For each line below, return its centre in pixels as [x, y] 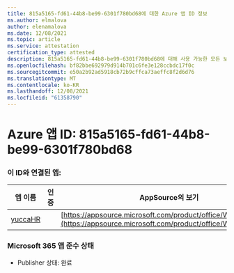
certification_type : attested [51, 53]
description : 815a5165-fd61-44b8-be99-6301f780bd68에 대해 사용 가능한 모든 [114, 59]
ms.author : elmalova [37, 20]
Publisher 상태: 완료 [45, 263]
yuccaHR [26, 219]
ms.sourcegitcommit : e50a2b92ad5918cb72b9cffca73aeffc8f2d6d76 [101, 72]
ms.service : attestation [43, 46]
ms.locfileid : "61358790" [45, 98]
